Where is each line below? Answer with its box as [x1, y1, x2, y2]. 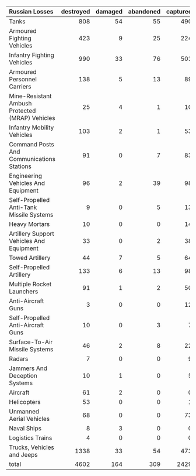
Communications [9, 155, 55, 163]
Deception [9, 372, 38, 379]
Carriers [9, 83, 32, 90]
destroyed [61, 8, 90, 15]
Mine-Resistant [9, 92, 52, 100]
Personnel [9, 76, 37, 83]
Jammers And [9, 364, 48, 372]
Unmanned [9, 407, 40, 415]
